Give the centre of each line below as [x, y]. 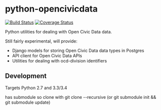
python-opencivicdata [52, 9]
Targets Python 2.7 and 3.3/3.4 [36, 88]
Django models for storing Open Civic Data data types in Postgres [78, 50]
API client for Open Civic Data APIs [47, 55]
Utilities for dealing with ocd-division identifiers [59, 61]
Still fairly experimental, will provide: [41, 41]
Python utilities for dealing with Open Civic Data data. [59, 31]
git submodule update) [28, 102]
